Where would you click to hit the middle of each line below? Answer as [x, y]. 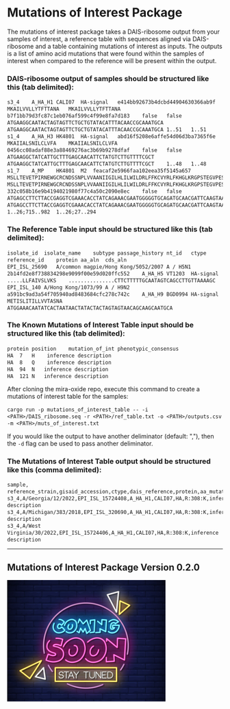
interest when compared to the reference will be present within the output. [112, 60]
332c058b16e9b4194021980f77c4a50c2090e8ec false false [95, 191]
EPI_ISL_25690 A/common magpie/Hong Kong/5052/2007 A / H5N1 [99, 267]
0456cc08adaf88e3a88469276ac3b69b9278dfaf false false [95, 150]
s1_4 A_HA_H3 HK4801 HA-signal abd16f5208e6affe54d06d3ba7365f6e [111, 137]
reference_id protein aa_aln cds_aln [67, 260]
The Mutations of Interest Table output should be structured [109, 461]
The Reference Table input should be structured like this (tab [110, 229]
